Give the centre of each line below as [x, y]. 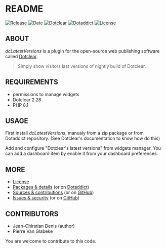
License [21, 182]
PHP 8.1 [20, 105]
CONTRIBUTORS [32, 214]
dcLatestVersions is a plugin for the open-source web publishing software [82, 51]
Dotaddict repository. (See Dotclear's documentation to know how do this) [83, 138]
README [24, 9]
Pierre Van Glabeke [33, 231]
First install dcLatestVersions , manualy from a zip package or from [74, 133]
